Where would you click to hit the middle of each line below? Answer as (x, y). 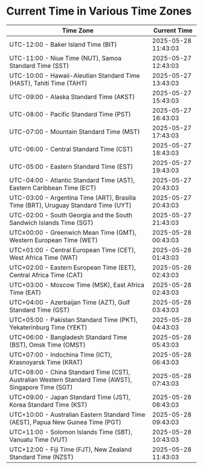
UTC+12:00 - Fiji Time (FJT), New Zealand (70, 449)
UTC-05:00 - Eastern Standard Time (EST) (71, 166)
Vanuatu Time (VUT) (38, 439)
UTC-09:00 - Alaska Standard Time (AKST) (72, 96)
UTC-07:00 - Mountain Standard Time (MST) (75, 132)
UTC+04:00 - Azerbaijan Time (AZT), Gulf (69, 302)
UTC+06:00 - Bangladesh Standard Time (68, 337)
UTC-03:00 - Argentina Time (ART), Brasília (72, 197)
